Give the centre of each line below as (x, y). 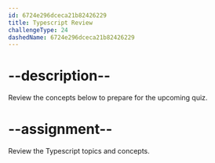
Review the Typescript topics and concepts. (79, 151)
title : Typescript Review (50, 23)
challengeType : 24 (38, 30)
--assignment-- (60, 129)
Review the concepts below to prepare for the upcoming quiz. (108, 98)
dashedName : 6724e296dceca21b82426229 (71, 37)
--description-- (60, 76)
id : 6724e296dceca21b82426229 (58, 15)
